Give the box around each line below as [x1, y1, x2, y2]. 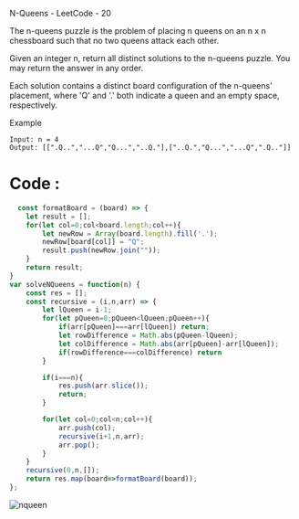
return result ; [26, 263, 84, 272]
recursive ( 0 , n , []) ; [26, 466, 100, 475]
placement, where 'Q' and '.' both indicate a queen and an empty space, [9, 90, 280, 101]
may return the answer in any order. [9, 63, 144, 73]
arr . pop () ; [57, 440, 100, 450]
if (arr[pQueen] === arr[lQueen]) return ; [57, 323, 210, 332]
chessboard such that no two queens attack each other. [9, 36, 220, 46]
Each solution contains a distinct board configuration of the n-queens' [9, 80, 273, 90]
